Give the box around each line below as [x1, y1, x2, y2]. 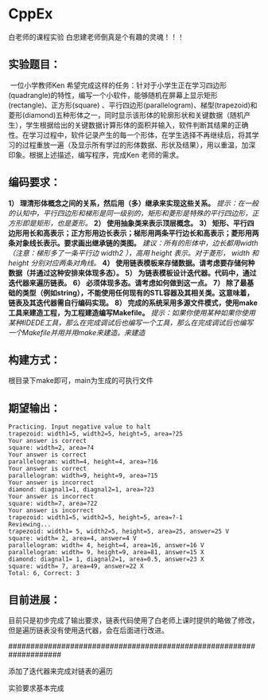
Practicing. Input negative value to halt [8, 423, 151, 431]
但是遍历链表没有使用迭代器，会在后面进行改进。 [8, 626, 169, 635]
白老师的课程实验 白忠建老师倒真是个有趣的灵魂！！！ [8, 32, 184, 41]
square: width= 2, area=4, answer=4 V [8, 534, 137, 542]
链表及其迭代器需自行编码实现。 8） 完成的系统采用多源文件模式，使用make [8, 298, 258, 307]
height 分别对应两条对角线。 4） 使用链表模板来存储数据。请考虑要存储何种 [8, 258, 255, 268]
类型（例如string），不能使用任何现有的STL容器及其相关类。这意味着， [21, 287, 254, 297]
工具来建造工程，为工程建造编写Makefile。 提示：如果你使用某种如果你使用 [8, 307, 256, 317]
